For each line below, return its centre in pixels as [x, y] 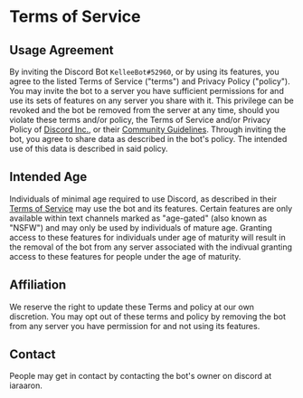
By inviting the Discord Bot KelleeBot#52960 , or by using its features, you [145, 71]
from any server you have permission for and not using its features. [135, 326]
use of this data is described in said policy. [89, 148]
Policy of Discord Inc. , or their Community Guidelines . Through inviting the [148, 129]
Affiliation [38, 285]
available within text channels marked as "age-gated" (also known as [138, 218]
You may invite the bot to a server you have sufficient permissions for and [147, 91]
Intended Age [48, 177]
